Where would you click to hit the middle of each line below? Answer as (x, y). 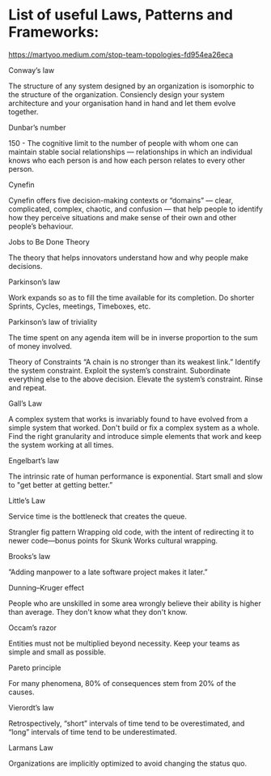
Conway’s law (32, 70)
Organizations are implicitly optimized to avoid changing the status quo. (128, 763)
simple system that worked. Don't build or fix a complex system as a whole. (134, 428)
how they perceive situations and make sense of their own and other (123, 217)
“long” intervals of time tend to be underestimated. (93, 731)
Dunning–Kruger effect (47, 587)
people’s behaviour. (41, 226)
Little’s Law (27, 501)
